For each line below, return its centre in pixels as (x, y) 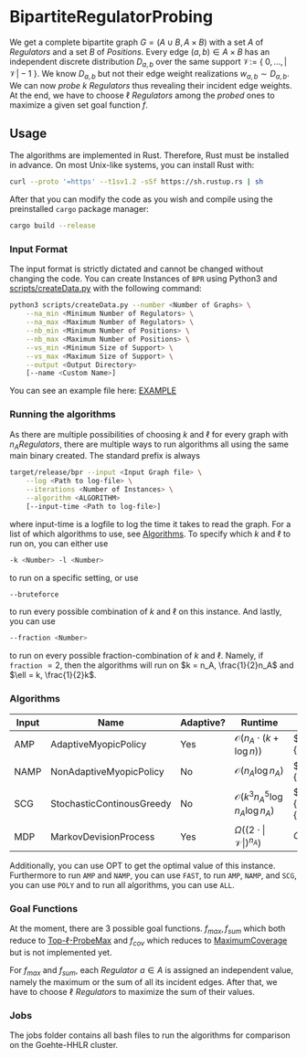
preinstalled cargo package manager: (79, 209)
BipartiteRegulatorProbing (111, 17)
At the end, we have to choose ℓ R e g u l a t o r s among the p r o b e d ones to (143, 95)
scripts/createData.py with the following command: (106, 289)
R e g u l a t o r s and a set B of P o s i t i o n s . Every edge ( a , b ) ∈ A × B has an (140, 51)
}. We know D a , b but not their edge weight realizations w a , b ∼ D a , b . (161, 74)
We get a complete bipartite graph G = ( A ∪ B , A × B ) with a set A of (137, 42)
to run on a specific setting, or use (74, 577)
